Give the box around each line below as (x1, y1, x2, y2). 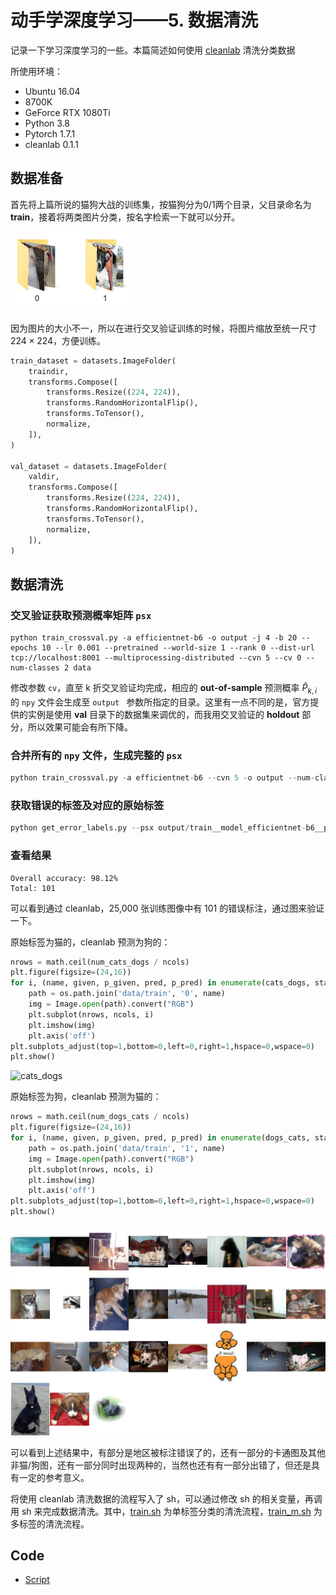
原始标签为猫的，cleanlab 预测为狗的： (10, 936, 171, 948)
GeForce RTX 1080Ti (24, 106, 111, 118)
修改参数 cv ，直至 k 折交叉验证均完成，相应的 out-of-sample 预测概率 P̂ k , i (10, 682, 318, 696)
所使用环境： (10, 65, 63, 77)
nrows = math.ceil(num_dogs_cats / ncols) (10, 1112, 190, 1122)
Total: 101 (10, 883, 56, 893)
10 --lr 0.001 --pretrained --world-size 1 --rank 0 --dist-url (41, 643, 315, 653)
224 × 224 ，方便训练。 (10, 334, 107, 346)
